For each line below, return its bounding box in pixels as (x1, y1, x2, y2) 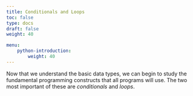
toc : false (6, 14, 34, 21)
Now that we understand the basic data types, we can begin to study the (6, 70, 187, 77)
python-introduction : (17, 48, 71, 54)
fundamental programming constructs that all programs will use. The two (6, 76, 188, 83)
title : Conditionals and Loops (6, 8, 85, 15)
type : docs (6, 20, 34, 26)
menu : (6, 42, 20, 48)
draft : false (6, 25, 39, 32)
